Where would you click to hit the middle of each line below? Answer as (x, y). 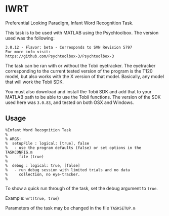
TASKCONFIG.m (19, 152)
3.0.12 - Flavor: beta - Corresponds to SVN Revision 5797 (69, 47)
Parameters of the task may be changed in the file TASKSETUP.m (70, 208)
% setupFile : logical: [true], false (47, 143)
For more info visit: (28, 52)
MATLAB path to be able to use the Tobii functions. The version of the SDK (83, 97)
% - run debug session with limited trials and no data (68, 170)
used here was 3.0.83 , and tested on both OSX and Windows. (70, 102)
